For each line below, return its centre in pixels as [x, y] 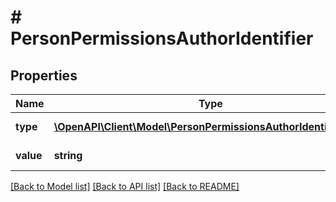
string [68, 155]
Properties [44, 75]
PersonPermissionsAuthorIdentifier [162, 38]
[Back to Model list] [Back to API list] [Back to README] [125, 186]
